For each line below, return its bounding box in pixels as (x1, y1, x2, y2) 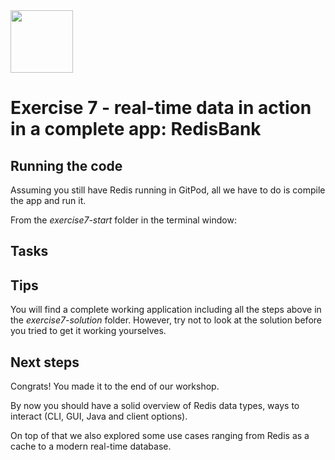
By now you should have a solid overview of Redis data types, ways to (10, 400, 300, 412)
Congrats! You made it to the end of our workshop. (10, 380, 220, 393)
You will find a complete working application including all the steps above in (10, 304, 322, 316)
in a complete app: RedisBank (10, 118, 262, 141)
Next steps (10, 354, 80, 371)
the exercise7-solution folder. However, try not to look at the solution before (10, 314, 322, 326)
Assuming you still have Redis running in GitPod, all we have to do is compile (10, 184, 326, 196)
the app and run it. (10, 195, 87, 206)
